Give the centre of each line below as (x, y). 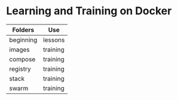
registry (20, 68)
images (19, 49)
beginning (23, 40)
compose (22, 59)
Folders (23, 30)
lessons (54, 40)
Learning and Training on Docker (89, 11)
